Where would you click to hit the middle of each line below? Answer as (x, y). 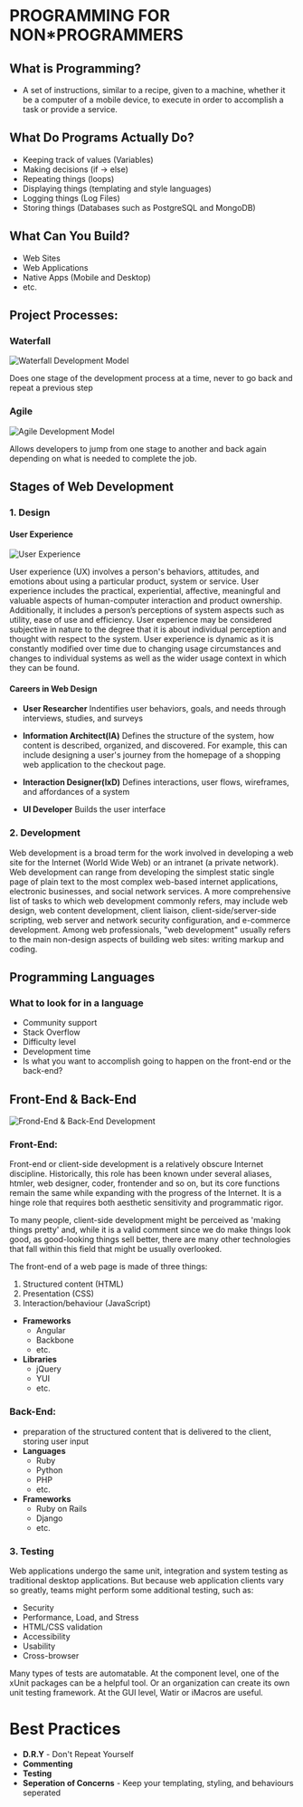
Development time (57, 1052)
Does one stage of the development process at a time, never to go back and (151, 378)
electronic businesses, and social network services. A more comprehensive (150, 891)
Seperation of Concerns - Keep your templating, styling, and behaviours (158, 1783)
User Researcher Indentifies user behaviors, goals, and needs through (154, 709)
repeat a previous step (51, 388)
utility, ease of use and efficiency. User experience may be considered (141, 620)
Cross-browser (51, 1656)
